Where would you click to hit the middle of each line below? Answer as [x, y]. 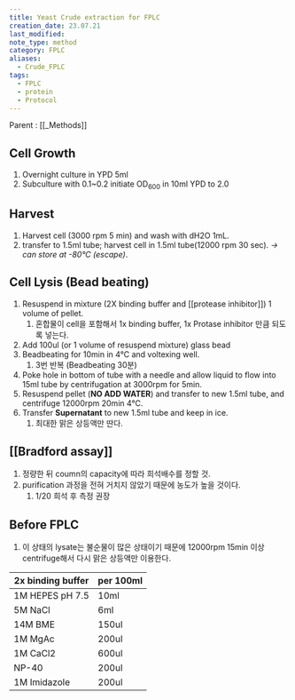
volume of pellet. [53, 313]
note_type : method [43, 42]
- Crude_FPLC [41, 68]
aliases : [25, 59]
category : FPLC [37, 51]
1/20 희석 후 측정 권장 [73, 496]
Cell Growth [43, 153]
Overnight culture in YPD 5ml [75, 175]
